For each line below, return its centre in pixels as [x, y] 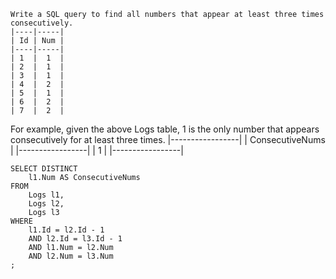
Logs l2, [46, 204]
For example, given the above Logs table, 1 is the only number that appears [165, 129]
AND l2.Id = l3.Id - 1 [75, 239]
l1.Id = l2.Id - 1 [66, 230]
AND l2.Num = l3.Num [71, 256]
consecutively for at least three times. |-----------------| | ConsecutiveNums [168, 139]
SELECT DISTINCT [44, 169]
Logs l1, [46, 195]
